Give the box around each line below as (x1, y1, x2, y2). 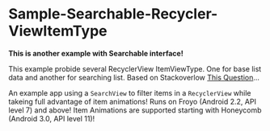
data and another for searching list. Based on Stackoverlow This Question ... (8, 72, 260, 82)
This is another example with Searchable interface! (8, 48, 184, 58)
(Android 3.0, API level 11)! (8, 113, 95, 123)
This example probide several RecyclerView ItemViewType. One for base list (8, 63, 262, 73)
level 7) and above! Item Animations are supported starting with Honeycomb (8, 105, 262, 115)
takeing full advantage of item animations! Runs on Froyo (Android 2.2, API (8, 96, 257, 106)
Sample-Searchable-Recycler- (8, 5, 218, 23)
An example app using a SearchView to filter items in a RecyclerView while (8, 88, 251, 97)
